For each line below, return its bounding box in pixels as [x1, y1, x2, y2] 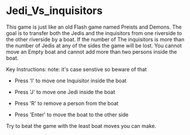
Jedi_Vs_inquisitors [6, 4, 103, 18]
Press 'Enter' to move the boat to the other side [14, 111, 129, 118]
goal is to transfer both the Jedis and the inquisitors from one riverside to [6, 29, 182, 36]
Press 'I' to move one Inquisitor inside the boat [14, 77, 127, 84]
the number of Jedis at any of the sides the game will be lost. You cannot [6, 42, 182, 49]
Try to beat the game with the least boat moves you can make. [6, 122, 157, 129]
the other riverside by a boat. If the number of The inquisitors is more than [6, 36, 185, 43]
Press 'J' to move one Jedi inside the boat [14, 88, 115, 95]
